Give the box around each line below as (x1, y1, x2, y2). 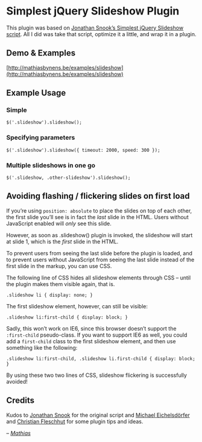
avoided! (6, 378, 28, 385)
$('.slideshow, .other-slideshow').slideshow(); (6, 175, 131, 181)
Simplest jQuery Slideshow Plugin (6, 4, 180, 18)
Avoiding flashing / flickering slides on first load (6, 191, 190, 201)
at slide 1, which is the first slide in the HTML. (6, 238, 119, 245)
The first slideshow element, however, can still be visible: (6, 302, 148, 310)
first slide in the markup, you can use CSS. (6, 262, 112, 269)
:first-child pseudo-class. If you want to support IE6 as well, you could (6, 331, 188, 338)
